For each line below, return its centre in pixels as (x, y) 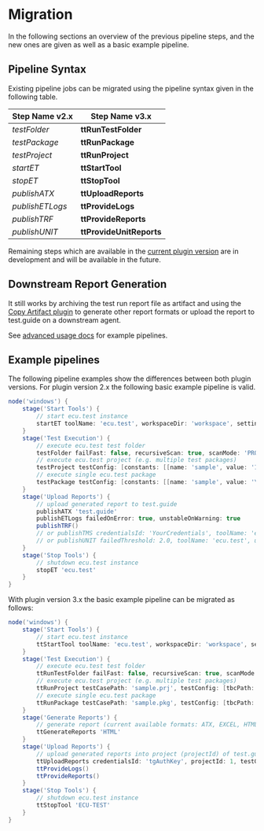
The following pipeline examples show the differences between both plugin (130, 379)
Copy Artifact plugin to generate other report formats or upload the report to (132, 312)
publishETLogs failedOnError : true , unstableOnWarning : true (139, 519)
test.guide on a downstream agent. (65, 319)
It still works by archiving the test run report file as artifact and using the (125, 303)
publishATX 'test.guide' (77, 512)
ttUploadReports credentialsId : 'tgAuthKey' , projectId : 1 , (137, 761)
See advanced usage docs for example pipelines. (88, 335)
